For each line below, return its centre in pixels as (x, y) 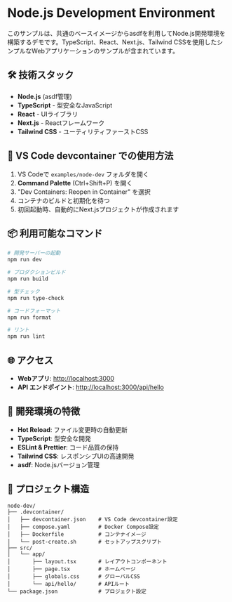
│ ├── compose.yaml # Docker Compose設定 (83, 527)
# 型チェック (23, 292)
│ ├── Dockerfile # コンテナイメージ (77, 534)
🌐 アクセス (30, 360)
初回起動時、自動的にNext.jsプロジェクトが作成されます (98, 209)
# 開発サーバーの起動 (34, 253)
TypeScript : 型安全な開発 (54, 438)
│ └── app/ (26, 554)
